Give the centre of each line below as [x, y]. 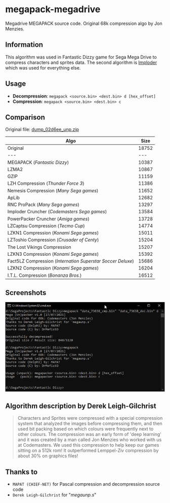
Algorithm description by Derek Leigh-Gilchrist [81, 406]
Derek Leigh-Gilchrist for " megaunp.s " [54, 495]
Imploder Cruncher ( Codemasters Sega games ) [57, 212]
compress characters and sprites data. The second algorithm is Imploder [81, 62]
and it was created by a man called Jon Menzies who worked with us [90, 440]
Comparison [25, 117]
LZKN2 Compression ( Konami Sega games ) [53, 268]
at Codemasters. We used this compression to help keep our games [88, 445]
